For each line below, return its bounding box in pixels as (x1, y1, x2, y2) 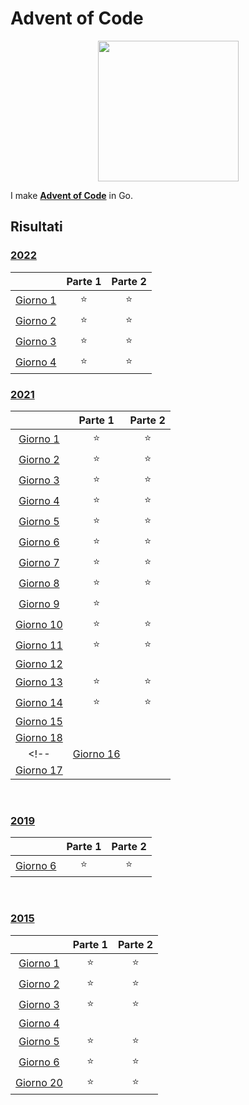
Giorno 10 (15, 618, 63, 632)
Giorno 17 (15, 763, 63, 777)
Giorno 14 (15, 696, 63, 710)
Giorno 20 (15, 1076, 63, 1090)
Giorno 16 (72, 747, 121, 761)
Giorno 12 (15, 657, 63, 671)
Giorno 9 (18, 597, 60, 611)
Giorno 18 (15, 730, 63, 744)
